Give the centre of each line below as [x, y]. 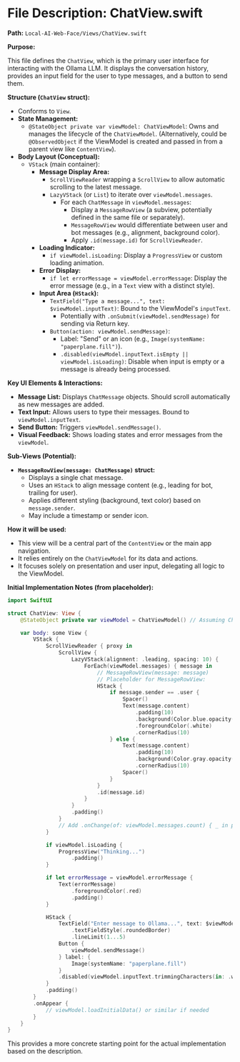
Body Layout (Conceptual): [59, 156]
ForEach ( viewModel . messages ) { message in [148, 666]
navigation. [34, 551]
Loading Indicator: [67, 247]
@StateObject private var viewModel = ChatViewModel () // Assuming [122, 620]
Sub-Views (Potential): [42, 456]
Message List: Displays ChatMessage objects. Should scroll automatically [124, 396]
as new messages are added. [61, 404]
